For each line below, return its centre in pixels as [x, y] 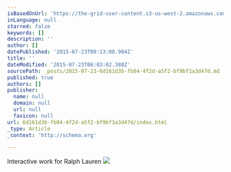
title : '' [21, 58]
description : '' [30, 39]
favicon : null [33, 116]
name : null [29, 97]
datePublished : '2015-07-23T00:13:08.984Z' [70, 52]
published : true [30, 77]
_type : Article [29, 129]
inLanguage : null [32, 20]
